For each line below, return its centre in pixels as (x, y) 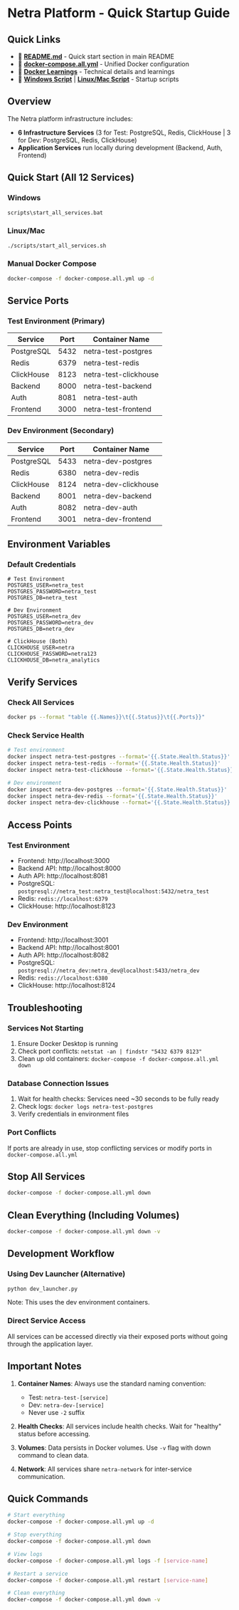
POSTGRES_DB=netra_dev (41, 629)
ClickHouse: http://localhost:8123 (67, 906)
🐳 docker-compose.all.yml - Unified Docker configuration (103, 64)
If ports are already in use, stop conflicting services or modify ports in (110, 1148)
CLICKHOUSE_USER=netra (41, 648)
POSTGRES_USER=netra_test (46, 585)
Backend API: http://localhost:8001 (68, 948)
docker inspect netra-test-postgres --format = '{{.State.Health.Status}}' (119, 757)
